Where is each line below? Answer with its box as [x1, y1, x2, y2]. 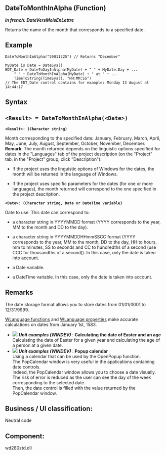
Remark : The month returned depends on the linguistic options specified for [5, 145, 161, 151]
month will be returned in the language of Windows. [12, 171, 118, 177]
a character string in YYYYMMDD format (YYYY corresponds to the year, [12, 219, 161, 225]
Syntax [5, 98, 28, 106]
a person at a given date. [12, 342, 63, 348]
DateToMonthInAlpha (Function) [5, 4, 106, 12]
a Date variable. [12, 264, 44, 270]
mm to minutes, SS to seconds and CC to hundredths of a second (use [12, 244, 157, 250]
